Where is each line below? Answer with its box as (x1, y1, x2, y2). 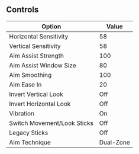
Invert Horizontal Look (9, 100, 71, 108)
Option (41, 22, 62, 30)
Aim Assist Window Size (9, 61, 76, 69)
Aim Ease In (9, 80, 42, 88)
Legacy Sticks (9, 129, 49, 137)
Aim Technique (9, 138, 51, 146)
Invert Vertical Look (9, 90, 63, 98)
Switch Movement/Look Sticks (9, 118, 93, 127)
